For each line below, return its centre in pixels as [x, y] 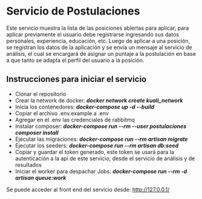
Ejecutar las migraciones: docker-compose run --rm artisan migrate [101, 139]
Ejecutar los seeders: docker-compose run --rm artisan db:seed [97, 145]
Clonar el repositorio [41, 94]
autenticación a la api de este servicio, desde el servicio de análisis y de [105, 158]
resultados [28, 164]
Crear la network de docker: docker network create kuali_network [99, 100]
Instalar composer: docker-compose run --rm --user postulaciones [101, 126]
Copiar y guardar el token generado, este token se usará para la [94, 152]
